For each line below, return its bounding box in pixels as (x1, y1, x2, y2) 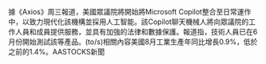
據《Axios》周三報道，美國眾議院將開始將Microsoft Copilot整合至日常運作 (8, 7, 252, 16)
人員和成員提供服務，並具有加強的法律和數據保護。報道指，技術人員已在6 (14, 27, 258, 36)
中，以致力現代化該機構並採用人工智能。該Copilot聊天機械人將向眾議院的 (8, 17, 249, 26)
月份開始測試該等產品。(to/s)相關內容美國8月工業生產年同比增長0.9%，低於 (8, 37, 258, 46)
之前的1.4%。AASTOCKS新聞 (8, 47, 105, 56)
